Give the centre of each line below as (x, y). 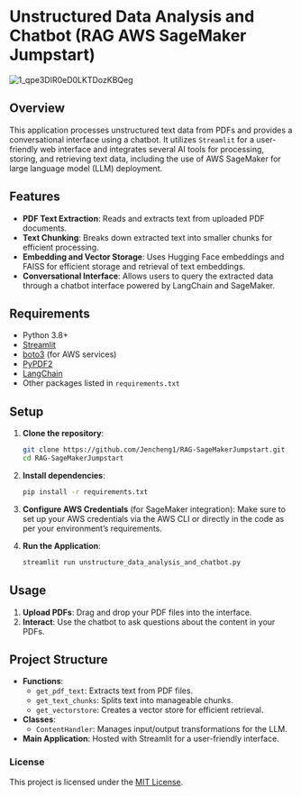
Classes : (39, 719)
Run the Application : (61, 545)
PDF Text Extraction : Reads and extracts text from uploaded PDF (144, 218)
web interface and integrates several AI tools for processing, (152, 149)
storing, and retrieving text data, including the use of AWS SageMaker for (145, 159)
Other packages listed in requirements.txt (101, 383)
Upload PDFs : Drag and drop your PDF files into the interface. (137, 612)
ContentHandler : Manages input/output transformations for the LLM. (162, 729)
